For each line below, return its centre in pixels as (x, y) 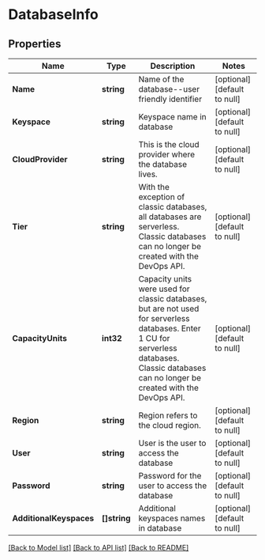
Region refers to (168, 415)
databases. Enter (170, 328)
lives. (148, 174)
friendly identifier (170, 99)
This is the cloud (169, 144)
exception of (162, 197)
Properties (35, 44)
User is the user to (172, 443)
